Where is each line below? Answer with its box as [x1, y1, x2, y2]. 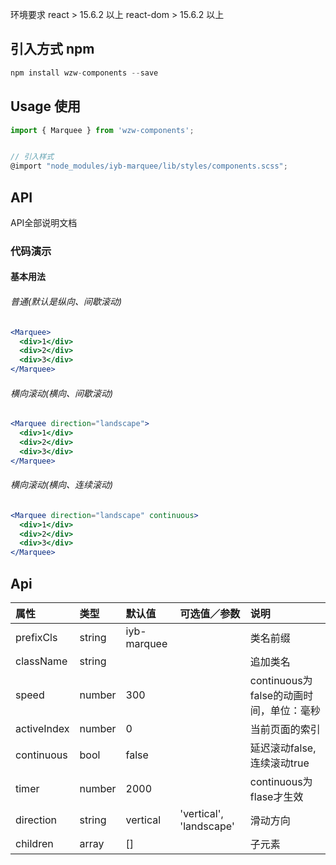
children [15, 837, 54, 850]
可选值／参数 [179, 607, 241, 620]
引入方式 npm [10, 41, 95, 58]
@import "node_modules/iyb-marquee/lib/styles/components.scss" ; [10, 161, 288, 172]
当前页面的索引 [249, 723, 321, 736]
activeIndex [15, 722, 70, 735]
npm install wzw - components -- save [10, 68, 159, 78]
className [15, 654, 68, 668]
